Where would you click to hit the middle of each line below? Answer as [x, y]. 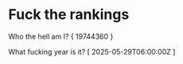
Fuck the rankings [69, 15]
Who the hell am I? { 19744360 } [61, 36]
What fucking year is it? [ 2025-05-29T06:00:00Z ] [92, 51]
